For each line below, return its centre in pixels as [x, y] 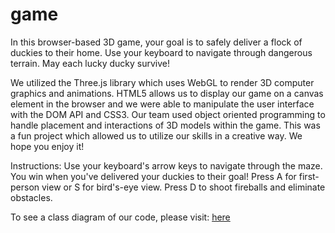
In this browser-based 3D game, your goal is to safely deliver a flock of [156, 42]
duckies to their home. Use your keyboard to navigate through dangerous [161, 52]
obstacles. [31, 197]
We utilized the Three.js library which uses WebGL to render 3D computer [162, 82]
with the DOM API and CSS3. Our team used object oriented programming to [168, 114]
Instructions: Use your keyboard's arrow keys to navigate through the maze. [166, 165]
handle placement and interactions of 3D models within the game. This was [165, 125]
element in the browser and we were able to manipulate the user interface [162, 104]
